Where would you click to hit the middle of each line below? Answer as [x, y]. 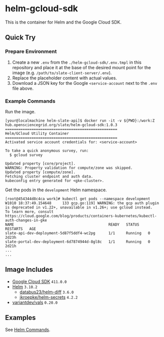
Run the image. [20, 111]
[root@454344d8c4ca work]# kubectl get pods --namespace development [78, 199]
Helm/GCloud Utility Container [37, 133]
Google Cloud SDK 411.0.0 [40, 281]
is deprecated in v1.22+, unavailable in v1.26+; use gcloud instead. [79, 207]
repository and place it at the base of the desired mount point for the [82, 67]
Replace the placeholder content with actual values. [65, 78]
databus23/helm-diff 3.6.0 [47, 292]
